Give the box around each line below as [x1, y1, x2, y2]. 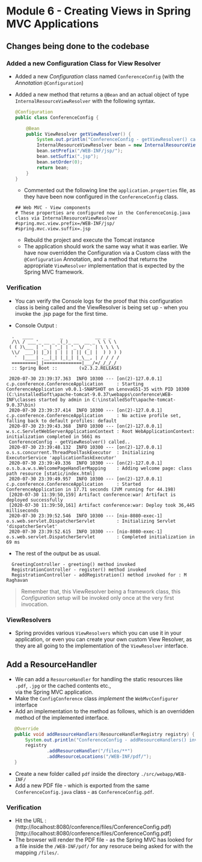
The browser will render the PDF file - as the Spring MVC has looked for [14, 836, 194, 843]
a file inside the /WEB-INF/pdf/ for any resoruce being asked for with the [14, 843, 194, 850]
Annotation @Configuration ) [14, 79, 84, 86]
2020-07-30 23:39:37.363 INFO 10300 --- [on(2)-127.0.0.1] [8, 376, 163, 382]
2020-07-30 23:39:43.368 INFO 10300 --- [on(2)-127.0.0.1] [8, 423, 163, 429]
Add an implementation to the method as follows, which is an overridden [14, 707, 195, 715]
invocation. [20, 600, 49, 608]
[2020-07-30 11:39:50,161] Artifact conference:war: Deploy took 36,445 [8, 502, 195, 508]
